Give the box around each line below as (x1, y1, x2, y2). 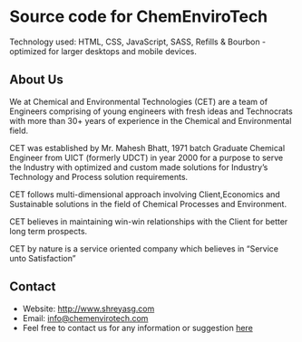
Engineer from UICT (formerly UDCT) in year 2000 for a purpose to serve (9, 152, 284, 163)
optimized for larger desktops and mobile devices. (9, 45, 198, 56)
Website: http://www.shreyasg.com (22, 303, 155, 314)
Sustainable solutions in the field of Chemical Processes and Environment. (9, 198, 287, 209)
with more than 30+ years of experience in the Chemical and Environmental (9, 115, 292, 126)
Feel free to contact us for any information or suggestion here (22, 322, 254, 333)
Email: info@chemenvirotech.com (22, 312, 149, 323)
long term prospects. (9, 225, 88, 236)
